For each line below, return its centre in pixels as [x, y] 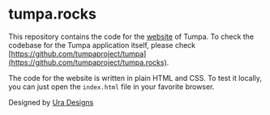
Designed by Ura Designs [51, 102]
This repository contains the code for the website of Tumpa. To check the [131, 36]
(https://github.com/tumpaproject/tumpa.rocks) [88, 62]
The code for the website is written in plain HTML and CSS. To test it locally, [135, 78]
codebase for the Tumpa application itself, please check [102, 45]
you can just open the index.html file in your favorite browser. [111, 87]
